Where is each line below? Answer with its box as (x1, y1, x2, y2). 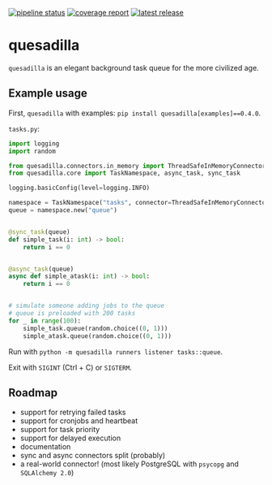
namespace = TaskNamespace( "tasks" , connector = (8, 199, 172, 207)
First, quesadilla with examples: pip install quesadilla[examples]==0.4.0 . (8, 108, 261, 118)
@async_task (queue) (8, 265, 74, 273)
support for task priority (19, 425, 100, 435)
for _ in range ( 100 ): (8, 317, 82, 325)
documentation (19, 442, 71, 452)
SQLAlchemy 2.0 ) (19, 468, 74, 478)
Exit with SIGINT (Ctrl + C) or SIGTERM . (8, 362, 132, 372)
